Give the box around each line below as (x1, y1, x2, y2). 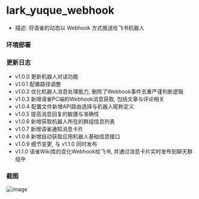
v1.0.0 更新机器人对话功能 (14, 73, 79, 80)
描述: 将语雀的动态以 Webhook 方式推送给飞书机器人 (14, 24, 145, 31)
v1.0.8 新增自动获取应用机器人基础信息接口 (14, 133, 120, 140)
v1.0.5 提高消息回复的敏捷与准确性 (14, 110, 99, 117)
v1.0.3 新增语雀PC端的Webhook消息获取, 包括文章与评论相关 (14, 95, 165, 102)
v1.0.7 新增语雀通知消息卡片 (14, 125, 84, 132)
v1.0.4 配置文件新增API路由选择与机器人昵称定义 (14, 103, 134, 110)
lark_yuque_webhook (6, 4, 115, 17)
